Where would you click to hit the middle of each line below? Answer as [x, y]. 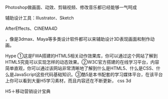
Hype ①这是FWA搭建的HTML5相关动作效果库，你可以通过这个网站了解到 [81, 56]
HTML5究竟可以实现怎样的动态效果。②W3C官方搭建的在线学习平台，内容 [82, 62]
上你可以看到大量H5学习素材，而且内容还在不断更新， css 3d [68, 81]
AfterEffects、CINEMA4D [31, 28]
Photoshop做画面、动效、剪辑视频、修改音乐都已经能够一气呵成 [71, 7]
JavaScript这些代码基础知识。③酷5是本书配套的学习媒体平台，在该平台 [88, 74]
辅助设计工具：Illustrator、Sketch [39, 18]
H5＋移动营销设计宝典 [28, 91]
